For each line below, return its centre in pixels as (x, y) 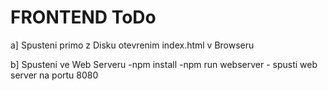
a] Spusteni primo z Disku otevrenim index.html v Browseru (132, 45)
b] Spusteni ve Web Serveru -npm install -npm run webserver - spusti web (164, 64)
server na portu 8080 (54, 75)
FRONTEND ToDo (83, 17)
